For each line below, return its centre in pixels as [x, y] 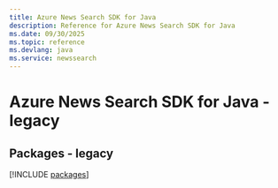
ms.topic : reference [47, 42]
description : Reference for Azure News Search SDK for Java [123, 26]
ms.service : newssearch [53, 58]
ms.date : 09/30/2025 [47, 34]
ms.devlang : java [41, 50]
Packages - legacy [61, 153]
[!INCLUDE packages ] [49, 174]
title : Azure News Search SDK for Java [83, 17]
